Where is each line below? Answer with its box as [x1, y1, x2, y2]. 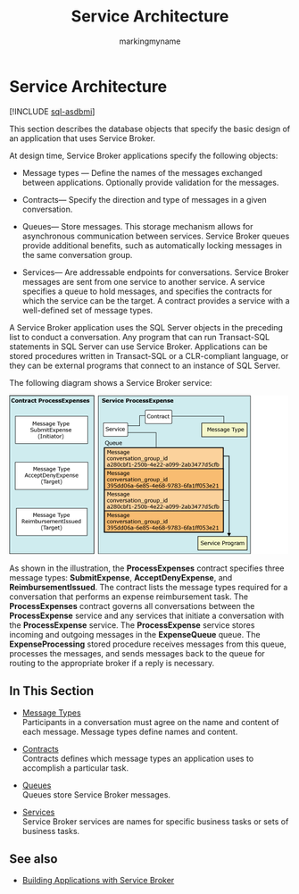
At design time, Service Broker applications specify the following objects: [9, 150, 278, 161]
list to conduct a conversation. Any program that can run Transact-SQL [9, 331, 270, 342]
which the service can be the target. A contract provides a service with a [21, 295, 290, 305]
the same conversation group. [21, 249, 133, 260]
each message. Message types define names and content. [21, 726, 238, 737]
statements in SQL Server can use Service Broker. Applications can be [9, 341, 268, 352]
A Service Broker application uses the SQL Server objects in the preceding [9, 322, 284, 332]
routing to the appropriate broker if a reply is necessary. [9, 657, 215, 668]
